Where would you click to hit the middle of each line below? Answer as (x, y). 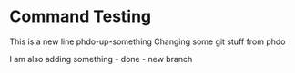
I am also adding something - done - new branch (101, 59)
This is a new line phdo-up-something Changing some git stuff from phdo (147, 41)
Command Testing (81, 17)
